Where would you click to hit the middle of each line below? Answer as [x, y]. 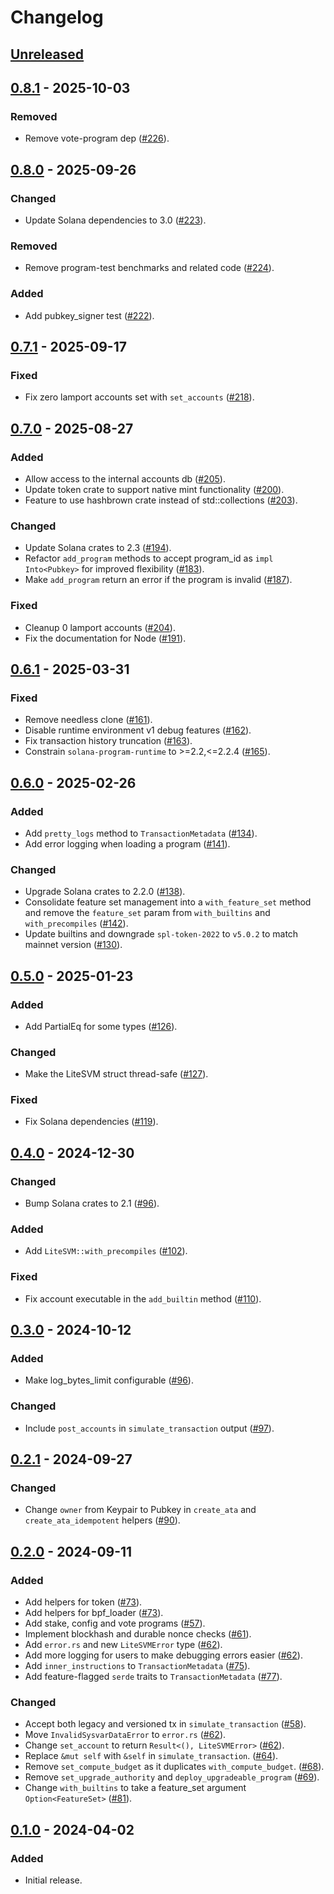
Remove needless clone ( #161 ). [88, 720]
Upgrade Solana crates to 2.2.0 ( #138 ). [105, 892]
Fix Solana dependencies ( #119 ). [91, 1122]
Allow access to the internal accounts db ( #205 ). [125, 478]
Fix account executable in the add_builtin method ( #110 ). [143, 1298]
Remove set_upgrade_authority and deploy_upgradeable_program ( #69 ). [172, 1777]
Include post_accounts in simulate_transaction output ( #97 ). [149, 1428]
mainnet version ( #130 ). [73, 945]
